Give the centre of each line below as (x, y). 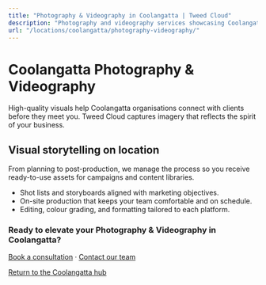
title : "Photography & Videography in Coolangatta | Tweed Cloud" (120, 15)
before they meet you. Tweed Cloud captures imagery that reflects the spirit (132, 116)
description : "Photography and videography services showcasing (116, 23)
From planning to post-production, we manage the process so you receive (129, 169)
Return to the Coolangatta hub (57, 272)
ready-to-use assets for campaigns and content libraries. (101, 177)
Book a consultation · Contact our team (72, 257)
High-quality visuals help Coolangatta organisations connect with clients (126, 108)
